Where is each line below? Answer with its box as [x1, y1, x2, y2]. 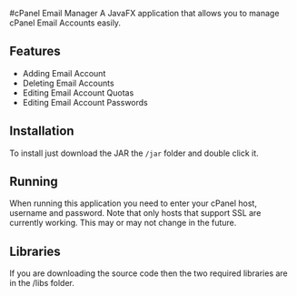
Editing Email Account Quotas [22, 87, 134, 98]
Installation [9, 123, 74, 139]
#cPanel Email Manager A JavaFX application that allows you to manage [9, 8, 280, 18]
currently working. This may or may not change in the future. [9, 218, 237, 229]
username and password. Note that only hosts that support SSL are [9, 208, 262, 219]
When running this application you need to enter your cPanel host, [9, 198, 257, 209]
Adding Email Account [22, 67, 106, 78]
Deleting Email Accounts [22, 77, 115, 88]
